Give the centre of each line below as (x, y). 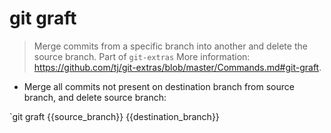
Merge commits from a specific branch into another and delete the (170, 46)
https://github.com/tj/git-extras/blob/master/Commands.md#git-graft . (177, 67)
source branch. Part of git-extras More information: (142, 56)
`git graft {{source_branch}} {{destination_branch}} (114, 116)
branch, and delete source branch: (95, 97)
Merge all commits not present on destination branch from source (159, 86)
